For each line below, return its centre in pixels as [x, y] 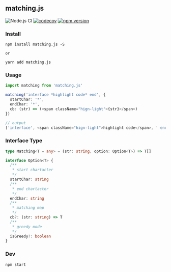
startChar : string [30, 180]
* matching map [28, 208]
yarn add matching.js [28, 62]
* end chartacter [31, 189]
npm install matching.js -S [35, 45]
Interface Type [24, 141]
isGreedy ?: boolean [31, 236]
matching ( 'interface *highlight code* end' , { [55, 95]
